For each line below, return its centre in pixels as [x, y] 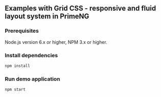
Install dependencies [31, 55]
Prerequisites [22, 31]
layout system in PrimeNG [47, 17]
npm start [15, 90]
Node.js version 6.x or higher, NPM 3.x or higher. [56, 42]
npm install [17, 66]
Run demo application [32, 79]
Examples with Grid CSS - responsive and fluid [80, 8]
